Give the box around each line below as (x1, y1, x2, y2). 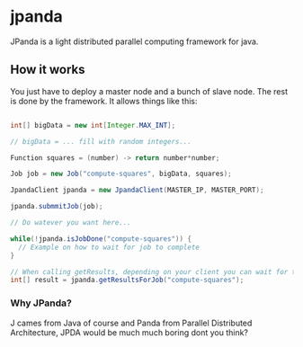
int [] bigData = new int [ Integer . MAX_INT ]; (10, 120, 176, 129)
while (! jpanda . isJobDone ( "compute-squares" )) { (10, 234, 192, 244)
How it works (10, 62, 85, 77)
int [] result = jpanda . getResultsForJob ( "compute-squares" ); (10, 276, 245, 285)
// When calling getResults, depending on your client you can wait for (10, 267, 289, 276)
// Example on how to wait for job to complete (18, 243, 201, 252)
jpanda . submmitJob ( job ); (10, 202, 103, 211)
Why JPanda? (10, 297, 73, 309)
